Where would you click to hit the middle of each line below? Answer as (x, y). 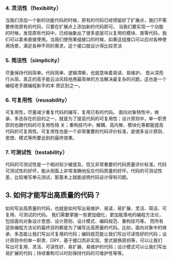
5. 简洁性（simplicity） (34, 61)
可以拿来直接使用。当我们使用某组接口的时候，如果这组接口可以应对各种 (86, 39)
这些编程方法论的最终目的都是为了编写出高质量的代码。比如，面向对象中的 (84, 227)
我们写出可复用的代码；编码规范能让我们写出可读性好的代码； (97, 234)
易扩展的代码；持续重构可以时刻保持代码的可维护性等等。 (66, 253)
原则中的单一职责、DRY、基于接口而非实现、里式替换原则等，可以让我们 (86, 240)
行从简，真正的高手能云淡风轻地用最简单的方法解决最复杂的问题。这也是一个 (86, 79)
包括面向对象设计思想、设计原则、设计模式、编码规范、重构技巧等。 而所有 (84, 221)
